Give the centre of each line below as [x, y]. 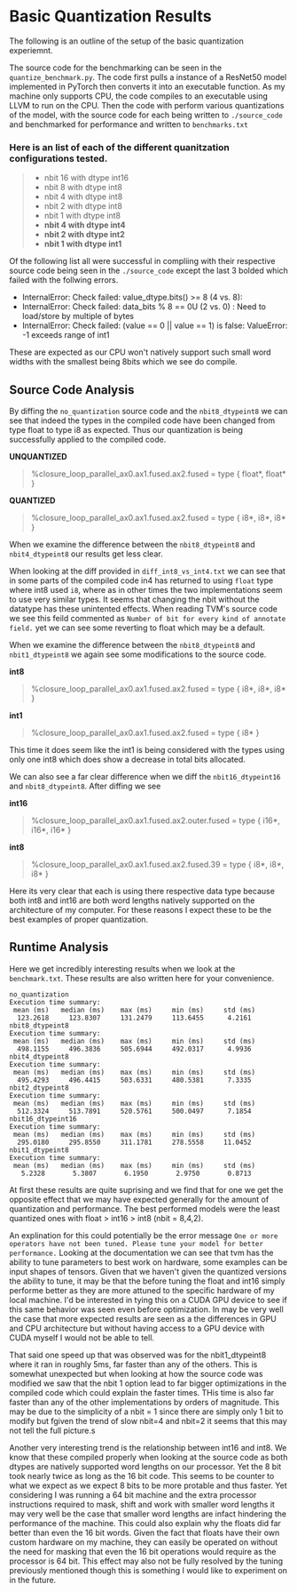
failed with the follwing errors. [64, 280]
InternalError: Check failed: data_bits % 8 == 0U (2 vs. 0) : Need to [144, 307]
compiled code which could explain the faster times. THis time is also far [142, 1392]
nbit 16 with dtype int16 [86, 178]
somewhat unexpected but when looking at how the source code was [136, 1373]
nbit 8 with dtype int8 [83, 188]
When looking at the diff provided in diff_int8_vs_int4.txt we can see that [148, 572]
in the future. [33, 1580]
